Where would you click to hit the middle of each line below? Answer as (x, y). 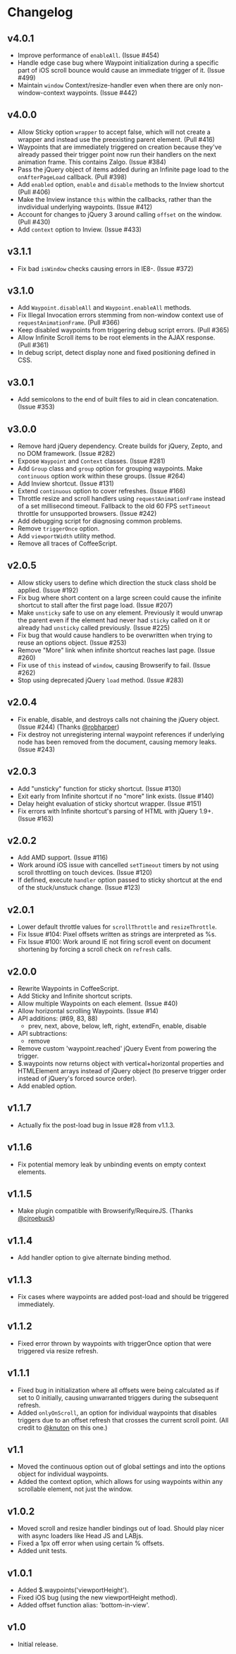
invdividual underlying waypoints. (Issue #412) (85, 207)
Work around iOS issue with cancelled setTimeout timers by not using (118, 865)
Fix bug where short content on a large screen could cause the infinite (119, 598)
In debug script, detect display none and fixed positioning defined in (117, 353)
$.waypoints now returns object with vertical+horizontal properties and (120, 1063)
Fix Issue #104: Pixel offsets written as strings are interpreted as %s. (117, 934)
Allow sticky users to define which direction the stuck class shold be (117, 582)
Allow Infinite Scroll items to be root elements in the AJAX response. (116, 338)
